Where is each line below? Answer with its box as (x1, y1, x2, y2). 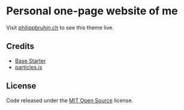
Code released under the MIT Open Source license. (6, 97, 134, 104)
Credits (6, 41, 35, 51)
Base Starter (14, 57, 46, 64)
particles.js (14, 63, 43, 71)
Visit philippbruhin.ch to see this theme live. (6, 24, 114, 31)
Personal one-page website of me (6, 4, 178, 18)
